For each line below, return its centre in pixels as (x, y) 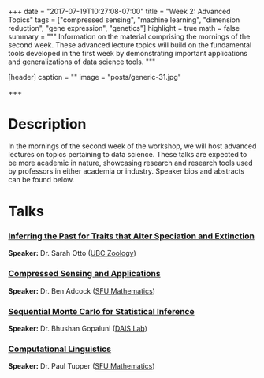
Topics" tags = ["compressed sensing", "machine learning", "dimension (124, 20)
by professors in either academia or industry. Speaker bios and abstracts (126, 171)
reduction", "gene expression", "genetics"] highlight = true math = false (124, 28)
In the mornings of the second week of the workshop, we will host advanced (132, 146)
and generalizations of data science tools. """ (82, 62)
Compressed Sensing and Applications (84, 274)
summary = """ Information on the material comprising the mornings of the (129, 36)
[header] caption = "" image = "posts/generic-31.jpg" (95, 77)
